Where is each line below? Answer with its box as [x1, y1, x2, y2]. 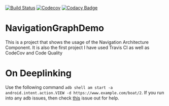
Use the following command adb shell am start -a [5, 84, 113, 90]
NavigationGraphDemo [5, 23, 104, 34]
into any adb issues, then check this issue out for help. [5, 95, 119, 101]
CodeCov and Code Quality [5, 49, 62, 56]
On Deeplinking [5, 68, 72, 79]
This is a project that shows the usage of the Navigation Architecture [5, 39, 149, 45]
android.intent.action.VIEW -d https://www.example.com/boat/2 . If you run [5, 89, 164, 95]
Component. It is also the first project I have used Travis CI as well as [5, 44, 150, 50]
